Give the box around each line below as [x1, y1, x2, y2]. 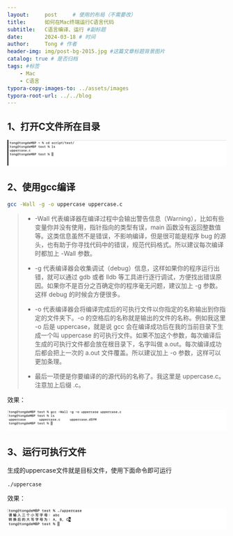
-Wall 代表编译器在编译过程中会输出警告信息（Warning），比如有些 [34, 214, 225, 222]
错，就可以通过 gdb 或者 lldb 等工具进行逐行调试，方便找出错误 [34, 273, 216, 281]
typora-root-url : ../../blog [7, 92, 92, 99]
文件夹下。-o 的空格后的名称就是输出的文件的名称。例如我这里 [47, 314, 226, 322]
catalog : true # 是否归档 [7, 56, 79, 63]
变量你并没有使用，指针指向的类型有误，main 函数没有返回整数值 [34, 223, 221, 231]
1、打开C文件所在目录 [7, 121, 101, 132]
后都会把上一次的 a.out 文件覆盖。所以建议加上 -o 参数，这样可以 [34, 349, 221, 357]
